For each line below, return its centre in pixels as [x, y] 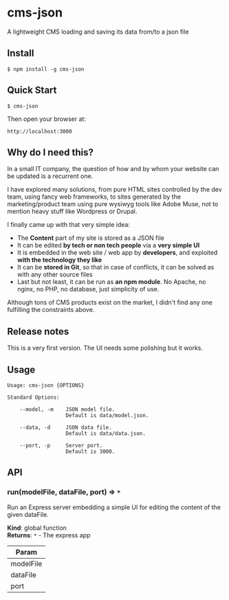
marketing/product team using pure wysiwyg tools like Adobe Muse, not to [113, 204]
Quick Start [32, 90]
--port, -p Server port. [61, 445]
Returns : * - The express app [49, 535]
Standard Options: [33, 397]
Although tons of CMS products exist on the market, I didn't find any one [110, 302]
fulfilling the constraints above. [51, 310]
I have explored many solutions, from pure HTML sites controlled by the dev [115, 190]
